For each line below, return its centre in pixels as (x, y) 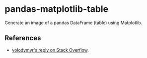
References (23, 38)
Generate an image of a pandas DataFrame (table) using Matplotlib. (73, 23)
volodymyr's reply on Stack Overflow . (50, 50)
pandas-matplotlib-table (57, 9)
